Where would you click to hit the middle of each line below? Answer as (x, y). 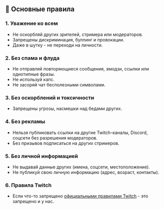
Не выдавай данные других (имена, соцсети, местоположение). (81, 167)
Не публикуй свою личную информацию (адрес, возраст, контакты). (86, 172)
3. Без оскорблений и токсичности (50, 97)
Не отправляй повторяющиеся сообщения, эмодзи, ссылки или (80, 68)
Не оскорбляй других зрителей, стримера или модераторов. (78, 34)
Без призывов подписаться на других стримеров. (66, 143)
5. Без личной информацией (42, 156)
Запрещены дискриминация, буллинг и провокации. (68, 39)
